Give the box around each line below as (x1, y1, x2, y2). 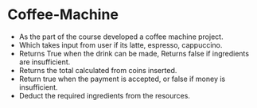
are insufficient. (18, 57, 71, 67)
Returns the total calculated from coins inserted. (18, 65, 177, 75)
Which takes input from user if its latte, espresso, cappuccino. (18, 40, 223, 49)
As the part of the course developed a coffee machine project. (18, 32, 224, 41)
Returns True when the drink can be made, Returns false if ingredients (18, 48, 250, 58)
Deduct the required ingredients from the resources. (18, 91, 190, 100)
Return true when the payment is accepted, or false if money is (18, 74, 226, 83)
